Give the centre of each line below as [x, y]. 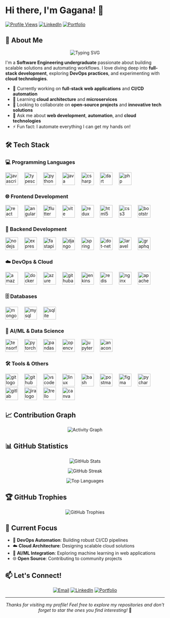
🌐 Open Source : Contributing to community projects [67, 559]
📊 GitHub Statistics [37, 446]
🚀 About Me [24, 40]
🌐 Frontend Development [37, 196]
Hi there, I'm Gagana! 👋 [54, 10]
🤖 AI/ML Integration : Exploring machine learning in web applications [84, 553]
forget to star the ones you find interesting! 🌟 [85, 610]
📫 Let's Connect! [33, 575]
